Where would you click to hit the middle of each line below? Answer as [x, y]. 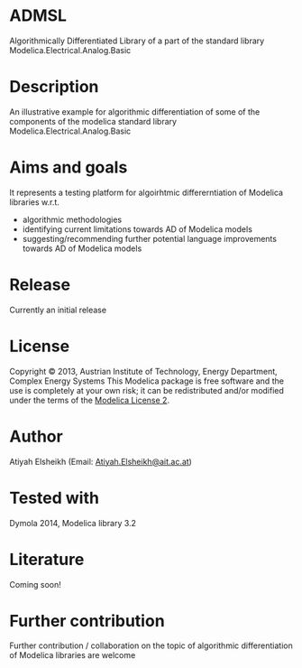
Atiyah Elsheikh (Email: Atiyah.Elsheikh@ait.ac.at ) [101, 461]
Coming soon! [35, 584]
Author [36, 436]
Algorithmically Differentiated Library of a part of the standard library [137, 41]
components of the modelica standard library [93, 121]
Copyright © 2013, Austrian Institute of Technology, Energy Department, [143, 371]
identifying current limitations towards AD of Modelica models [137, 229]
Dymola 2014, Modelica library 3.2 [73, 523]
